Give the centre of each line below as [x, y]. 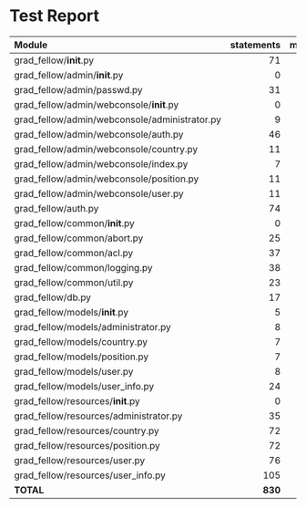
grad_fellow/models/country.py [81, 341]
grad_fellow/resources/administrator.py [98, 416]
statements [255, 45]
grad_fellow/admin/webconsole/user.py [99, 193]
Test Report [55, 16]
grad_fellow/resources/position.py [87, 445]
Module [31, 45]
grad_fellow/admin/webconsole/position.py [107, 179]
